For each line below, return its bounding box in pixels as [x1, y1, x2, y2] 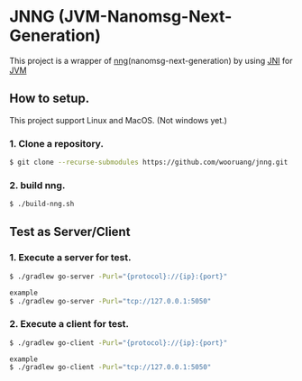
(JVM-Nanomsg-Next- [58, 6, 233, 27]
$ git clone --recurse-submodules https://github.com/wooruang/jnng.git [9, 158, 288, 168]
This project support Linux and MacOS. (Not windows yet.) [9, 114, 228, 125]
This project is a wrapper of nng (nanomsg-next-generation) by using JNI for [9, 55, 293, 66]
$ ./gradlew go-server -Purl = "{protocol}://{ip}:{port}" [9, 272, 228, 281]
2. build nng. [9, 178, 66, 191]
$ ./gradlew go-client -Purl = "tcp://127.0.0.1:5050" [9, 363, 212, 372]
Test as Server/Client [9, 224, 131, 240]
